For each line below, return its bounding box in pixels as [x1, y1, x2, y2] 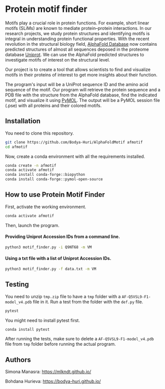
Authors [5, 355, 31, 364]
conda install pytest [5, 327, 50, 332]
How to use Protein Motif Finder [5, 190, 105, 199]
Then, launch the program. [5, 222, 59, 228]
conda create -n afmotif [5, 163, 56, 168]
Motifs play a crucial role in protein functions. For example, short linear [5, 20, 150, 26]
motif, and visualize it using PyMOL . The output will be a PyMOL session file [5, 97, 160, 103]
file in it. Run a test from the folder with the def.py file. [33, 299, 144, 305]
